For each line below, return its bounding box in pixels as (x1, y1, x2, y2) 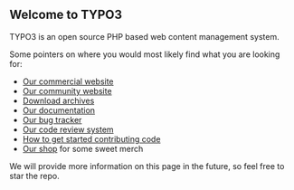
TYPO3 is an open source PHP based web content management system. (9, 31, 280, 42)
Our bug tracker (22, 114, 82, 125)
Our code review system (22, 124, 115, 135)
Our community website (22, 85, 112, 96)
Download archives (22, 95, 95, 106)
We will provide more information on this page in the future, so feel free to (9, 160, 285, 171)
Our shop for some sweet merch (22, 143, 144, 154)
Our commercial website (22, 76, 115, 87)
